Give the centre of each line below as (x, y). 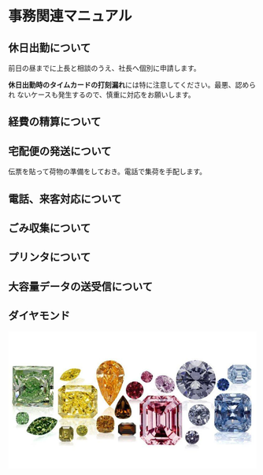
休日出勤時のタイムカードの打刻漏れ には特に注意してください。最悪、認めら (132, 85)
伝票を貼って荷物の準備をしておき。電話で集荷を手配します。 (107, 172)
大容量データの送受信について (81, 286)
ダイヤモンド (39, 316)
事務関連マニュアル (70, 16)
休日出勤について (50, 48)
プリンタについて (50, 257)
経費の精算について (55, 122)
